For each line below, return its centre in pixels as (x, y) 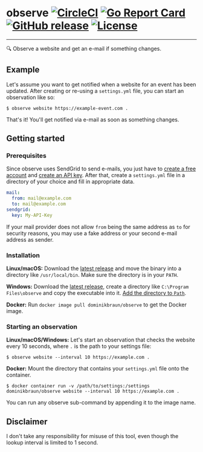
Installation (23, 255)
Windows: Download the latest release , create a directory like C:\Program (98, 286)
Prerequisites (26, 156)
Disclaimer (27, 421)
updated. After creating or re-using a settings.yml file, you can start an (95, 91)
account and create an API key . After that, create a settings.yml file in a (96, 175)
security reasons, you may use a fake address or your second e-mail (92, 233)
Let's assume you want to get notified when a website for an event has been (101, 84)
